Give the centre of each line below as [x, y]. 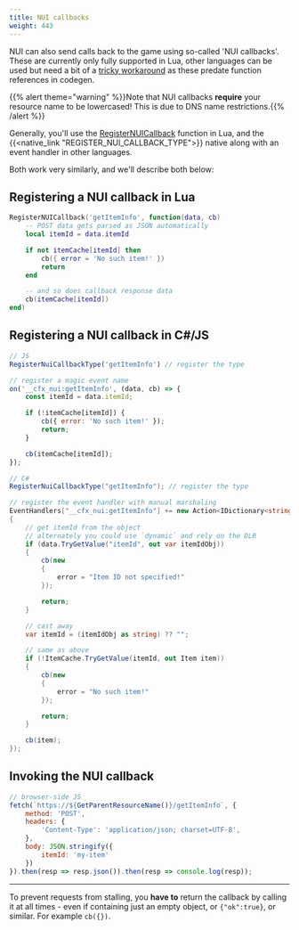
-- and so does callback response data [99, 291]
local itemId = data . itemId [77, 234]
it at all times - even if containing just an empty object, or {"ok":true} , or [142, 906]
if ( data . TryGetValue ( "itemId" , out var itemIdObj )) [125, 544]
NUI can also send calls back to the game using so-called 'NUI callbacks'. [144, 51]
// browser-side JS [45, 797]
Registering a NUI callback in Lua [102, 197]
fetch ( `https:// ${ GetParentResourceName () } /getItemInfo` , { [123, 805]
